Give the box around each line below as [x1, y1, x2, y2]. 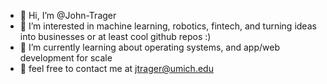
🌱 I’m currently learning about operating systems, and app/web [19, 41, 280, 53]
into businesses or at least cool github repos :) [19, 31, 212, 42]
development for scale [19, 52, 113, 64]
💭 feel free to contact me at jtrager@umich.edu [19, 63, 214, 74]
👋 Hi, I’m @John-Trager [19, 10, 117, 21]
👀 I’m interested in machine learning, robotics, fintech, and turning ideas [19, 20, 317, 32]
